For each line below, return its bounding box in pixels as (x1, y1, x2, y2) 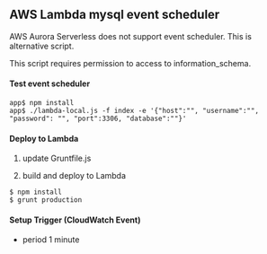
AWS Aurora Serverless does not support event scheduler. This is (9, 31, 252, 41)
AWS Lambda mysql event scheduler (9, 7, 220, 22)
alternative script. (9, 40, 75, 51)
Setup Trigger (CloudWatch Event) (9, 215, 141, 225)
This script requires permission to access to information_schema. (9, 57, 252, 68)
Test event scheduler (9, 78, 91, 89)
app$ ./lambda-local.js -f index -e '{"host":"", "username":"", (9, 107, 259, 116)
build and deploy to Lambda (22, 171, 127, 181)
